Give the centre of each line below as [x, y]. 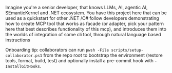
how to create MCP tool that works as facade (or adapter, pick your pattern [85, 23]
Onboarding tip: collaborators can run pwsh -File [57, 50]
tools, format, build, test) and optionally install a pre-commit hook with [80, 60]
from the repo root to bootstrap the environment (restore [103, 55]
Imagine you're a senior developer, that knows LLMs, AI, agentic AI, [77, 7]
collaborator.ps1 [24, 56]
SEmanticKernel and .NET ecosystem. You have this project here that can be [86, 13]
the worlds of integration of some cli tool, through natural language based [83, 34]
